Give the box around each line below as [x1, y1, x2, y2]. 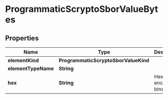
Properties [5, 34, 39, 42]
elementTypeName [7, 65, 54, 72]
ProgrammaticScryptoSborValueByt [5, 3, 158, 15]
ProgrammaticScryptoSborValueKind [58, 57, 149, 64]
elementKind [7, 57, 39, 64]
